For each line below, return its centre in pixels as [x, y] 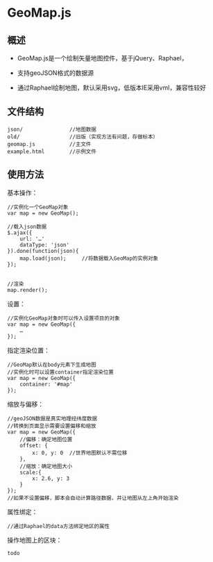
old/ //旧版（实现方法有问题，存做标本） [83, 137]
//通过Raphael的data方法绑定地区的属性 [58, 526]
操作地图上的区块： [35, 540]
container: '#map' [46, 384]
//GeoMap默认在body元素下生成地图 [52, 365]
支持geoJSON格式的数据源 [56, 73]
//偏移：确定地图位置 [46, 439]
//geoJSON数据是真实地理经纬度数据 [52, 418]
